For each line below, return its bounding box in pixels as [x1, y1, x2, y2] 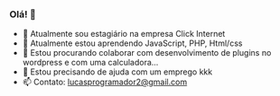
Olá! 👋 [9, 8, 36, 21]
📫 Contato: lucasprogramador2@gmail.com [22, 76, 188, 88]
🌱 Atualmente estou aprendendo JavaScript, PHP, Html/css [22, 38, 243, 48]
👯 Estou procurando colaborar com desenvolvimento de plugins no [22, 48, 272, 58]
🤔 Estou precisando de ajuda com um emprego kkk [22, 66, 213, 77]
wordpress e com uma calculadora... [22, 57, 159, 68]
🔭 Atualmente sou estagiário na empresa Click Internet [22, 29, 226, 39]
